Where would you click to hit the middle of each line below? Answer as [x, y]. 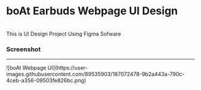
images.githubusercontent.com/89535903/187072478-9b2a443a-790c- [95, 74]
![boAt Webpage [26, 68]
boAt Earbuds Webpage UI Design [92, 11]
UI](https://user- [68, 68]
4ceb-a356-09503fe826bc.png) [46, 80]
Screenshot [23, 49]
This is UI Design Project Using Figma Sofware [64, 33]
